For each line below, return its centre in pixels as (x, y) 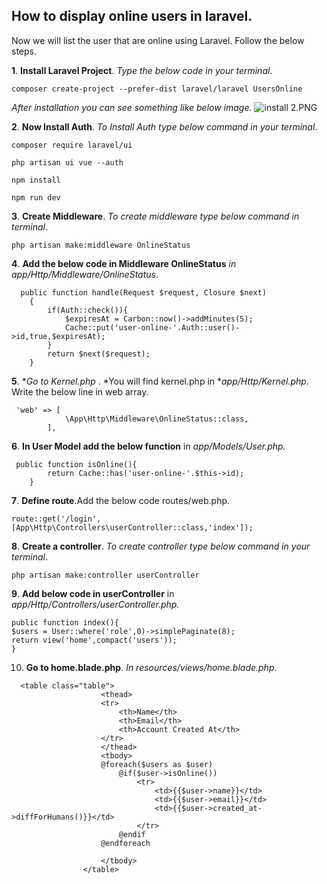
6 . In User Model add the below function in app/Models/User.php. (148, 446)
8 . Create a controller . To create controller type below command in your (161, 546)
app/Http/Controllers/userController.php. (95, 604)
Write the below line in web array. (80, 391)
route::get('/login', (56, 519)
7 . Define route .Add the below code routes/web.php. (121, 500)
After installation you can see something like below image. (132, 107)
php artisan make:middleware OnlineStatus (101, 245)
